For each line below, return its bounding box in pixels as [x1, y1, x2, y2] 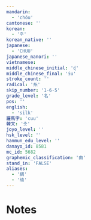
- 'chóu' [11, 14, 34, 20]
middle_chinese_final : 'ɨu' [6, 71, 77, 77]
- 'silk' [11, 110, 34, 116]
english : [6, 104, 28, 110]
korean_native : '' [6, 37, 52, 43]
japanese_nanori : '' [6, 54, 58, 60]
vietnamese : [6, 59, 36, 65]
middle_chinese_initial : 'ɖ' [6, 64, 79, 71]
